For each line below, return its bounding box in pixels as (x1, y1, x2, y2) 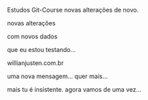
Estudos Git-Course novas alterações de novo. (7, 6, 139, 14)
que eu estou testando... (7, 46, 76, 53)
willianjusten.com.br (7, 59, 64, 67)
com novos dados (7, 32, 58, 40)
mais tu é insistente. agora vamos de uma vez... (7, 86, 142, 93)
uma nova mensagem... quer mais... (7, 72, 108, 80)
